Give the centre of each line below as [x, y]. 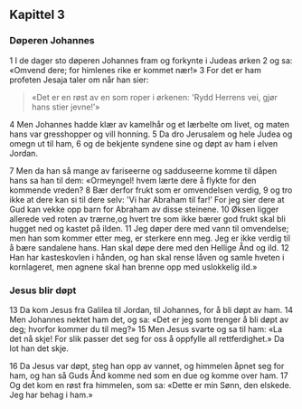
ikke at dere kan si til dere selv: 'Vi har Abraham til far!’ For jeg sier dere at [147, 199]
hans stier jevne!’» [66, 107]
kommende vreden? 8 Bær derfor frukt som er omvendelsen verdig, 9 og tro [151, 190]
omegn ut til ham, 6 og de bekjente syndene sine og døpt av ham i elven [144, 143]
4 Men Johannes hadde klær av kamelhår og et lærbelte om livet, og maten [150, 124]
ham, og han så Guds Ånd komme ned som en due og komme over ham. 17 [149, 376]
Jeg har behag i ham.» [51, 395]
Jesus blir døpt [43, 290]
